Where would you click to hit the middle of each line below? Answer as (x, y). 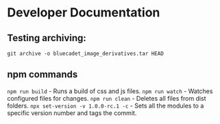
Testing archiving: (47, 38)
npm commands (42, 74)
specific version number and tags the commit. (72, 113)
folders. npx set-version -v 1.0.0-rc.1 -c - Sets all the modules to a (106, 106)
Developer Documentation (84, 13)
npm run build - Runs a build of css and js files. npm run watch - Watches (110, 91)
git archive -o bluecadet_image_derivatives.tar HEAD (86, 53)
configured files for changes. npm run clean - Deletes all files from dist (107, 98)
